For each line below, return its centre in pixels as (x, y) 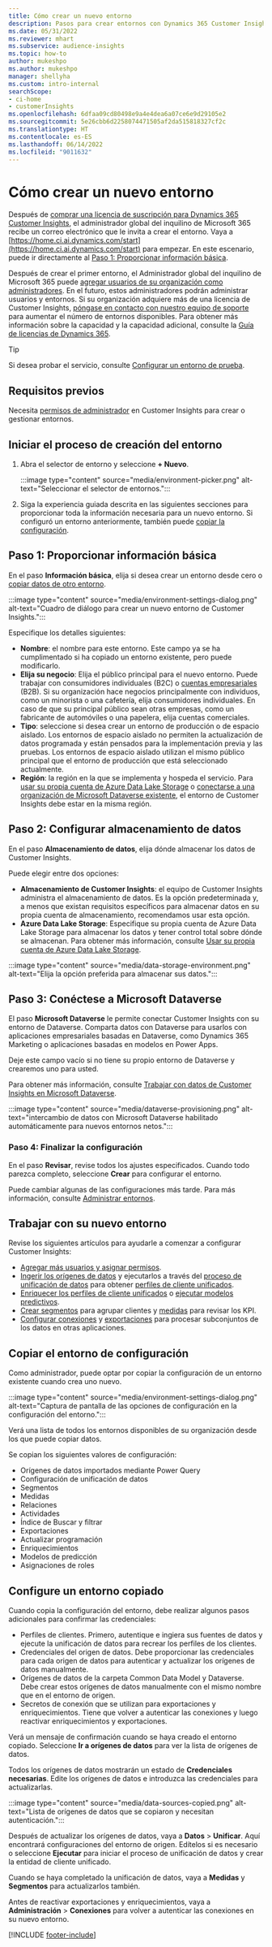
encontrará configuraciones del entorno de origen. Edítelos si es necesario (133, 1845)
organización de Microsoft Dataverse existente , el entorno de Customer (139, 795)
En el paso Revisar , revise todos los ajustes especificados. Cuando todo (129, 1165)
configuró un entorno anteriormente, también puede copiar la (122, 521)
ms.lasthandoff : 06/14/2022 (56, 144)
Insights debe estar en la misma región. (86, 803)
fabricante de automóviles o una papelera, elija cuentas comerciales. (135, 717)
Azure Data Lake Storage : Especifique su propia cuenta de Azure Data (138, 924)
